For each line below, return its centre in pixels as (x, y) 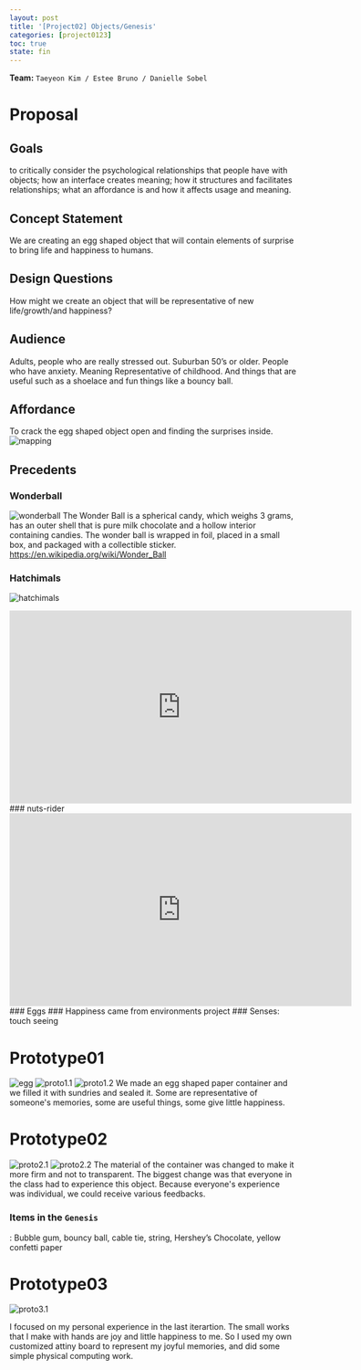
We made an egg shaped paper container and (201, 1083)
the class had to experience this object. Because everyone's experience (145, 1185)
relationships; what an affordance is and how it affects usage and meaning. (150, 190)
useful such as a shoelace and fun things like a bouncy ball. (122, 381)
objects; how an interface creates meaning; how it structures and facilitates (151, 180)
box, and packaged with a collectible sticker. (93, 545)
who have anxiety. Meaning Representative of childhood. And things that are (153, 371)
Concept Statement (66, 219)
